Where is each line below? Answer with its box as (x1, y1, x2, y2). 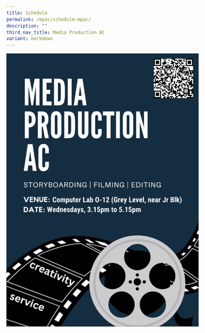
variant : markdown (6, 35, 53, 42)
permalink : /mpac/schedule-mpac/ (6, 16, 92, 23)
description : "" (6, 23, 48, 29)
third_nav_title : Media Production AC (6, 29, 105, 35)
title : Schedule (6, 10, 48, 16)
